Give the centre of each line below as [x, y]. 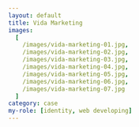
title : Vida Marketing [45, 23]
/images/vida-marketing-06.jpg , [75, 81]
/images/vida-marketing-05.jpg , [75, 74]
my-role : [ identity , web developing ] [70, 111]
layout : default [35, 15]
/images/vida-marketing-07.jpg [74, 89]
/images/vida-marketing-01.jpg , [75, 45]
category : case [33, 103]
